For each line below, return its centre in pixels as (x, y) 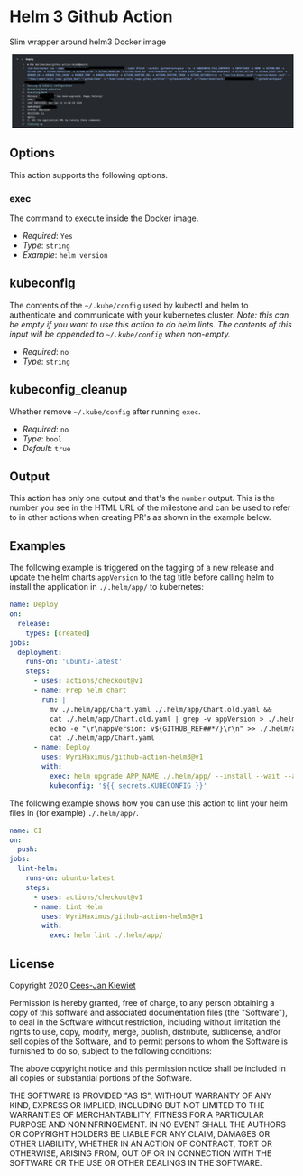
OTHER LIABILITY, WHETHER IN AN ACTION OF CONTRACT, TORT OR (141, 1144)
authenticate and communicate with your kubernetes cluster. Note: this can (149, 315)
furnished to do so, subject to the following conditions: (110, 1051)
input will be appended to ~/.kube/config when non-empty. (120, 334)
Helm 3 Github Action (91, 17)
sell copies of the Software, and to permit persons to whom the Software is (149, 1041)
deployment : (40, 652)
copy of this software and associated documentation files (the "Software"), (149, 1013)
